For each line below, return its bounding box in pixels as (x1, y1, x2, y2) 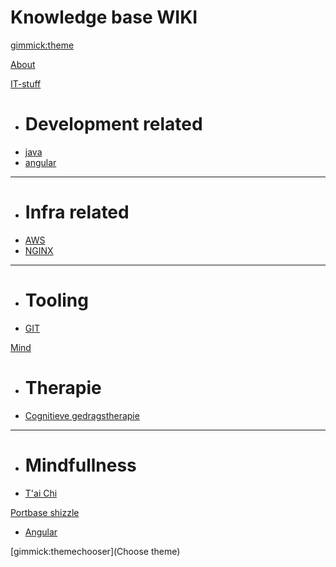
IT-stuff (10, 77, 42, 90)
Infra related (24, 201, 130, 224)
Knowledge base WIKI (10, 6, 198, 29)
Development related (24, 113, 203, 136)
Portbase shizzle (10, 506, 80, 518)
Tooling (24, 289, 89, 311)
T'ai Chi (24, 487, 58, 499)
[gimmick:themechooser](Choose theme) (10, 545, 181, 557)
